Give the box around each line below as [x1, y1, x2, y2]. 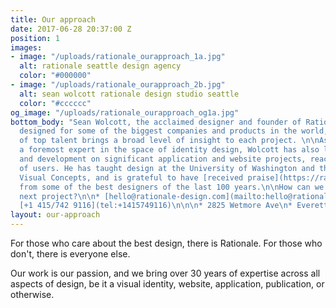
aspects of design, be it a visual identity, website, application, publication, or [10, 278, 325, 290]
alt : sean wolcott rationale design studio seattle [19, 89, 240, 99]
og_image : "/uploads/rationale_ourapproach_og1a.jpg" [10, 107, 240, 118]
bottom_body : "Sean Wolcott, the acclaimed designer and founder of [10, 117, 302, 127]
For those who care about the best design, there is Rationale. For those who [10, 237, 323, 249]
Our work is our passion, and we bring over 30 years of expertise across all [10, 267, 321, 279]
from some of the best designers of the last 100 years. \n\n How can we [19, 182, 325, 192]
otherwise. [10, 289, 55, 300]
